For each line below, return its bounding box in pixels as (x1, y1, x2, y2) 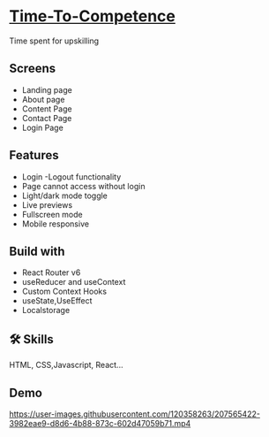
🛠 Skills (9, 332, 55, 347)
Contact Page (21, 112, 72, 123)
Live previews (21, 199, 73, 210)
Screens (9, 61, 56, 76)
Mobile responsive (21, 218, 90, 229)
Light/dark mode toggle (21, 190, 108, 201)
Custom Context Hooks (21, 286, 108, 297)
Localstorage (21, 305, 71, 316)
